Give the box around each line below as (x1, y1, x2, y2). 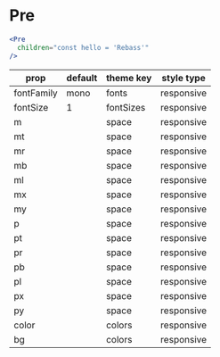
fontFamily (13, 87, 58, 99)
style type (161, 71, 207, 84)
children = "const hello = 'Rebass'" (17, 43, 150, 52)
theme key (105, 71, 152, 84)
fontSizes (105, 101, 146, 113)
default (66, 71, 98, 84)
